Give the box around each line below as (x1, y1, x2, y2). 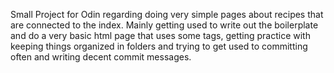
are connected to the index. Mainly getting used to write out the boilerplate (10, 19, 319, 31)
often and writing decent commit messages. (10, 51, 192, 63)
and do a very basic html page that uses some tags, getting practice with (10, 30, 311, 41)
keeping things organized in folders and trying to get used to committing (10, 40, 308, 52)
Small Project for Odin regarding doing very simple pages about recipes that (10, 9, 324, 20)
